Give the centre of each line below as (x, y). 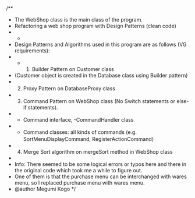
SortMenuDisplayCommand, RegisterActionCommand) (88, 139)
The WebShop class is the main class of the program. (79, 20)
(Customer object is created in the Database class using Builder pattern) (101, 75)
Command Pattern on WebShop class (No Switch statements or (99, 101)
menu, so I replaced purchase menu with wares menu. (79, 183)
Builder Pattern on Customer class (73, 69)
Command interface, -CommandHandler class (78, 120)
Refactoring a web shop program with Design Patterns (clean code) (95, 26)
